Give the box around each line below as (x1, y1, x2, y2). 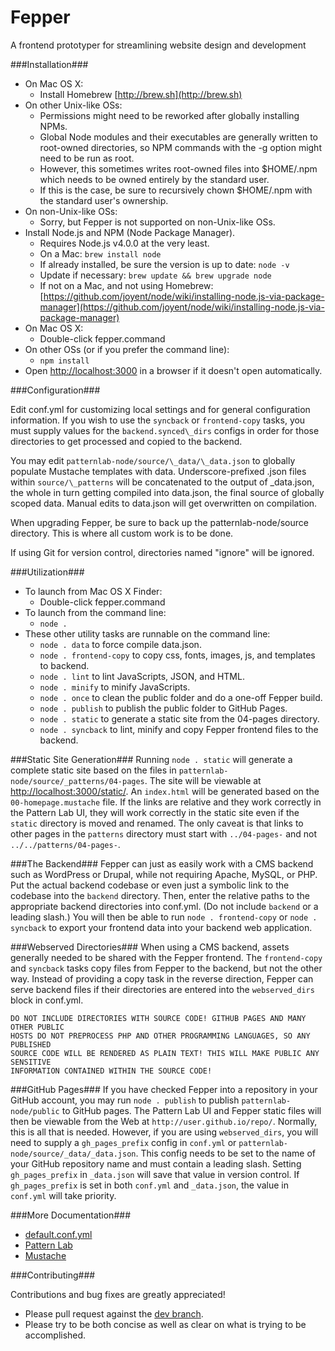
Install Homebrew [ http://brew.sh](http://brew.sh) (39, 88, 243, 100)
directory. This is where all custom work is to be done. (10, 527, 234, 539)
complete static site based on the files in (10, 764, 177, 776)
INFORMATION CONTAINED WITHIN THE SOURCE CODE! (10, 1066, 213, 1076)
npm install (39, 356, 90, 366)
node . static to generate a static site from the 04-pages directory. (39, 712, 320, 725)
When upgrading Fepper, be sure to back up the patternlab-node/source (10, 516, 309, 528)
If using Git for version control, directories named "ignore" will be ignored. (10, 546, 315, 558)
